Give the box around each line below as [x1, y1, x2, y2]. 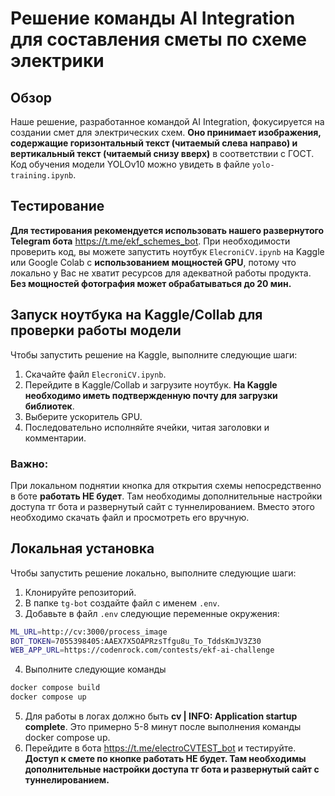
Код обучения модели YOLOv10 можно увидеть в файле [10, 158, 250, 170]
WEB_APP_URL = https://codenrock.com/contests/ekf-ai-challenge [10, 645, 275, 656]
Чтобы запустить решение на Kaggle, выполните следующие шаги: [10, 348, 298, 361]
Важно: [10, 457, 49, 471]
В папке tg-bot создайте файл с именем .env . [24, 597, 220, 609]
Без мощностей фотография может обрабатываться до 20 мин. [10, 277, 292, 289]
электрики [10, 50, 105, 72]
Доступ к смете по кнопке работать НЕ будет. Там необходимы [24, 753, 307, 765]
